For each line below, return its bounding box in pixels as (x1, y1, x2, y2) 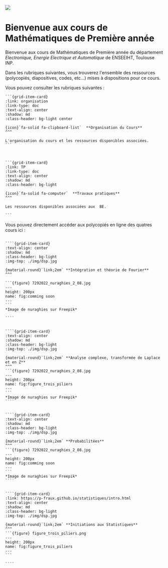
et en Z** (5, 359, 26, 365)
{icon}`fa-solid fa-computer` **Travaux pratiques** (5, 191, 120, 196)
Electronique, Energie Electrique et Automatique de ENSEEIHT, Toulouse (5, 54, 154, 60)
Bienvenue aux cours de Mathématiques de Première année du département (5, 49, 163, 55)
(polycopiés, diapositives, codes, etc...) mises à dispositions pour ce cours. (5, 75, 161, 81)
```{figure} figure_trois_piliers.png (5, 531, 86, 536)
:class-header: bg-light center (5, 116, 73, 121)
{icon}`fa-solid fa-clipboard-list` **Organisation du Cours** (5, 125, 142, 130)
